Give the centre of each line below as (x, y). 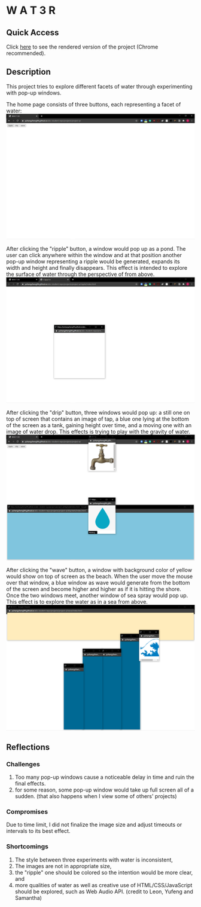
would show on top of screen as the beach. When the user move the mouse (100, 576)
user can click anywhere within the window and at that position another (94, 255)
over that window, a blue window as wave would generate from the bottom (98, 582)
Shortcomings (28, 847)
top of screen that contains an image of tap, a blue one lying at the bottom (98, 419)
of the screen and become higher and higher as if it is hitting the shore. (94, 589)
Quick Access (33, 33)
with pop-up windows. (34, 93)
